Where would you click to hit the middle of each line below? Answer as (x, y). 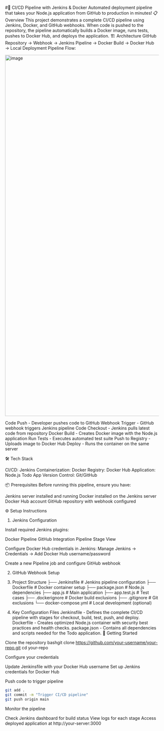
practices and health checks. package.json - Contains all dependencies (84, 628)
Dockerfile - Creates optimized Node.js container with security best (80, 623)
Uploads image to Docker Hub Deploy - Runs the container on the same (77, 444)
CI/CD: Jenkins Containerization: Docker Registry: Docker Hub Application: (80, 470)
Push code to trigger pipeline (34, 681)
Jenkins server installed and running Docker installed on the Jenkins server (81, 496)
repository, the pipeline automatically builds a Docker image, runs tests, (77, 30)
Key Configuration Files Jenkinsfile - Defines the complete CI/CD (77, 612)
